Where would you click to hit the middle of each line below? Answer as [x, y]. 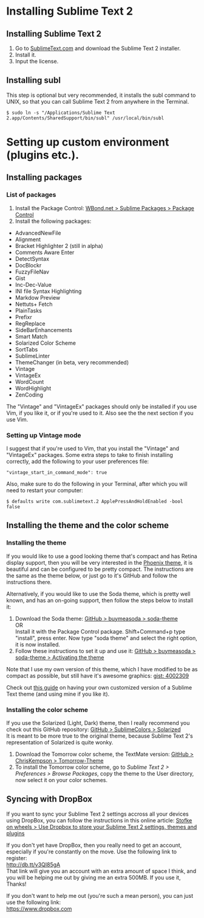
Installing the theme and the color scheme [87, 525]
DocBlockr [28, 265]
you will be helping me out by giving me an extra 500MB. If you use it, [93, 877]
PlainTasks [29, 310]
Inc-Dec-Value [33, 284]
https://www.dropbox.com [39, 908]
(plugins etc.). [43, 155]
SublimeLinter [32, 356]
